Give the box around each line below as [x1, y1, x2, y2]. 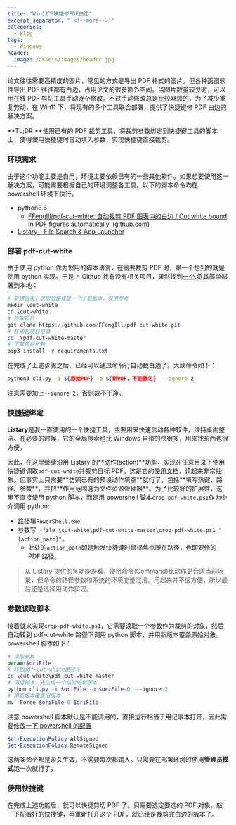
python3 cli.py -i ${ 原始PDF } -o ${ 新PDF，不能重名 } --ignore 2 [7, 375, 195, 382]
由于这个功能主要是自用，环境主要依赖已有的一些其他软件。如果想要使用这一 [7, 172, 229, 180]
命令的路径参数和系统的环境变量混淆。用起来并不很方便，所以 [43, 576, 222, 584]
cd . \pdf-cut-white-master [7, 334, 86, 341]
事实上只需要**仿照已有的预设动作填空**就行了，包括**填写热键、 [25, 476, 217, 484]
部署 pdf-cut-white [7, 246, 73, 256]
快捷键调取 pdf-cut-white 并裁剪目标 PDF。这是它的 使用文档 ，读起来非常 [7, 467, 216, 475]
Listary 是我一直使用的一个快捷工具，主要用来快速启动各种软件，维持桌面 [7, 425, 219, 434]
